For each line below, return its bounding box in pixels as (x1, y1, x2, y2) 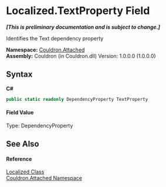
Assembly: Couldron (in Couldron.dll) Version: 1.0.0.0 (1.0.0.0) (6, 52, 157, 59)
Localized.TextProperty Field (6, 4, 150, 18)
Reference (6, 155, 32, 162)
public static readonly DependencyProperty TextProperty (6, 96, 148, 102)
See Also (6, 139, 39, 149)
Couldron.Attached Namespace (6, 175, 82, 182)
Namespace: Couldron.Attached (6, 46, 85, 53)
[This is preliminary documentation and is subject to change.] (6, 23, 160, 30)
